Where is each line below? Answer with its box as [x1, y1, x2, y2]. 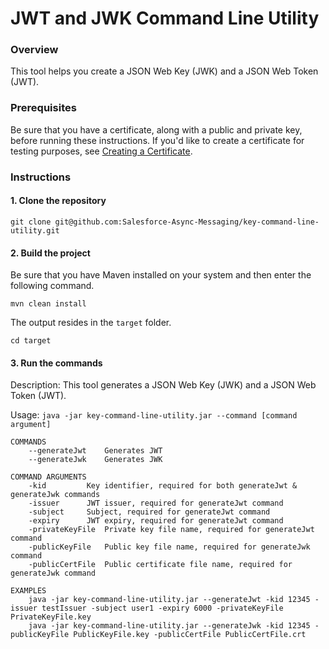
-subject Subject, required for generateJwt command [28, 507, 271, 517]
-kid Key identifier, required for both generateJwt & [28, 481, 298, 491]
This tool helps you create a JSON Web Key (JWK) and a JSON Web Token [10, 65, 319, 77]
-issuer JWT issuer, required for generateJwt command [28, 498, 284, 509]
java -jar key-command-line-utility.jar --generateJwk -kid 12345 [28, 621, 311, 631]
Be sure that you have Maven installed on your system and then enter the [10, 269, 312, 281]
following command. [10, 280, 95, 292]
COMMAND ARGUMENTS [10, 472, 87, 482]
